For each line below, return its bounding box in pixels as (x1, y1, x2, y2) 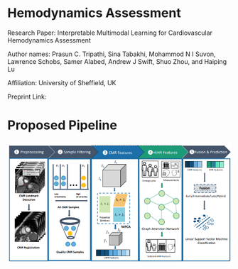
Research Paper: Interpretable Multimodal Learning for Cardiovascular (7, 28, 213, 37)
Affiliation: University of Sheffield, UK (7, 78, 117, 87)
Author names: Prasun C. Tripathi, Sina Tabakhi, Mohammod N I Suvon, (7, 50, 216, 58)
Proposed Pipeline (7, 117, 117, 133)
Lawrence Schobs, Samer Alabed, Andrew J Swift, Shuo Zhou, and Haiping (7, 57, 227, 65)
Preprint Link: (7, 92, 47, 101)
